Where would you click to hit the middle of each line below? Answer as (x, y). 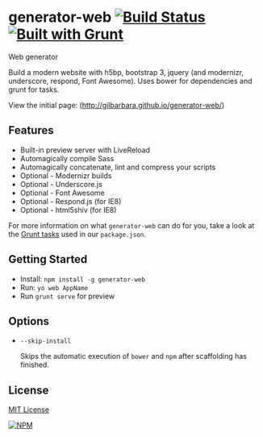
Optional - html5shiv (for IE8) (68, 210)
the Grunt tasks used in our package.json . (77, 234)
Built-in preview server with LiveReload (85, 150)
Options (29, 321)
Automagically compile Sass (67, 158)
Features (31, 130)
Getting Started (48, 259)
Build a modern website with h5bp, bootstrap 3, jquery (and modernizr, (126, 72)
